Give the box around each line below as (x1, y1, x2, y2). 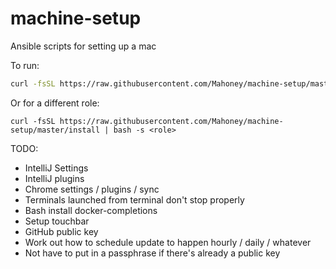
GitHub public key (24, 225, 99, 237)
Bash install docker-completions (24, 204, 158, 216)
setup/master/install (10, 125, 101, 135)
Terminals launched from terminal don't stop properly (24, 193, 245, 206)
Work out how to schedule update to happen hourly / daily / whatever (24, 236, 312, 248)
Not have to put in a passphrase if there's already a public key (24, 247, 281, 259)
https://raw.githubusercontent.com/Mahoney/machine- (59, 116, 284, 126)
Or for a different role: (10, 97, 100, 109)
